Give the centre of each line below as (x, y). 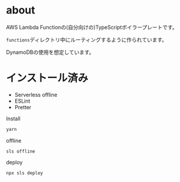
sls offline (21, 151)
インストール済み (47, 78)
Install (13, 119)
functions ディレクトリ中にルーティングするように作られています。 (86, 39)
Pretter (23, 107)
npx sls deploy (25, 173)
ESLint (22, 101)
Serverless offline (36, 95)
